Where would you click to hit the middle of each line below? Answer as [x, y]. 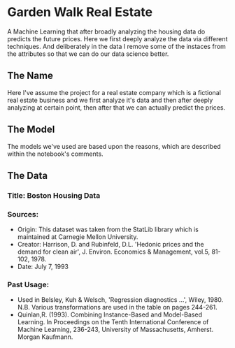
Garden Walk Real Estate [80, 12]
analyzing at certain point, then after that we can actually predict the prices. [116, 107]
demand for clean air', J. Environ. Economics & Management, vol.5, [114, 252]
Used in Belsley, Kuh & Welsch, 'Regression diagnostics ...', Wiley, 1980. [120, 300]
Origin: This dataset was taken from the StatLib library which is [108, 230]
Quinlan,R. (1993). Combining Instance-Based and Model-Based [110, 314]
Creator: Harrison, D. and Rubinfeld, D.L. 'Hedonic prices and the [111, 245]
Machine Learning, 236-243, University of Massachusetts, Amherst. [115, 330]
